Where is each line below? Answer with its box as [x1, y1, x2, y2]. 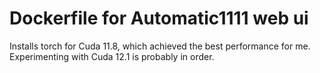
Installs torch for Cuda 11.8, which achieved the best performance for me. [9, 40, 311, 52]
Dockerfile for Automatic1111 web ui [9, 7, 309, 30]
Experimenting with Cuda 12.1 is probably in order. [9, 50, 215, 62]
